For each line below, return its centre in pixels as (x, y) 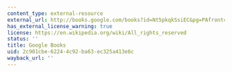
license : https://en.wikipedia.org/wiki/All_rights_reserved (97, 33)
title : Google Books (37, 45)
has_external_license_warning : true (60, 26)
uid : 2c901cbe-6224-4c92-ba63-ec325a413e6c (71, 52)
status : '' (23, 39)
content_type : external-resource (55, 13)
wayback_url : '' (30, 58)
